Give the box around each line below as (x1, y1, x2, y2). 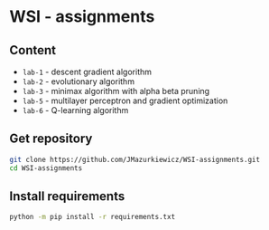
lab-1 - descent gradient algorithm (22, 66, 152, 77)
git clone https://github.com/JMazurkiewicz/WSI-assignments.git (9, 155, 260, 164)
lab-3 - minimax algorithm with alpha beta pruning (22, 86, 210, 96)
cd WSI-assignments (9, 163, 83, 173)
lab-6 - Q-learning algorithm (22, 105, 129, 115)
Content (9, 43, 57, 58)
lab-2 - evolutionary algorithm (22, 76, 135, 87)
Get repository (9, 131, 93, 147)
